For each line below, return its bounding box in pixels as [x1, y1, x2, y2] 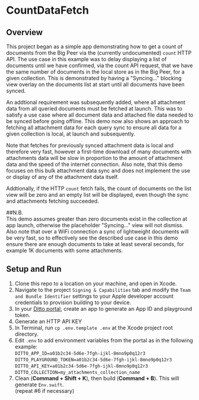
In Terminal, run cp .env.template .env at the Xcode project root [14, 324, 173, 331]
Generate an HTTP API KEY [14, 317, 82, 325]
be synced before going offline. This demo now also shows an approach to [6, 118, 189, 125]
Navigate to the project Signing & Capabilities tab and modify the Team [14, 286, 191, 293]
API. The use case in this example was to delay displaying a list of [6, 56, 167, 62]
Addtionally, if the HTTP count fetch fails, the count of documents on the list [6, 185, 192, 192]
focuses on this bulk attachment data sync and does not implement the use [6, 167, 191, 174]
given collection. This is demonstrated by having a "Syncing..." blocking [6, 75, 182, 81]
